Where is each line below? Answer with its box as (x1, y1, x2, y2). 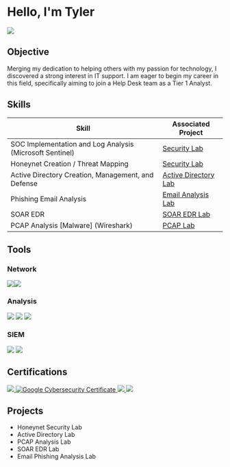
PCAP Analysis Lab (16, 438, 71, 446)
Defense (10, 179, 38, 188)
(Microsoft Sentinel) (10, 148, 75, 157)
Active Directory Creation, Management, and (10, 170, 154, 179)
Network (7, 264, 37, 274)
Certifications (7, 366, 68, 378)
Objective (7, 46, 50, 58)
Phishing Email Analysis (10, 194, 87, 203)
